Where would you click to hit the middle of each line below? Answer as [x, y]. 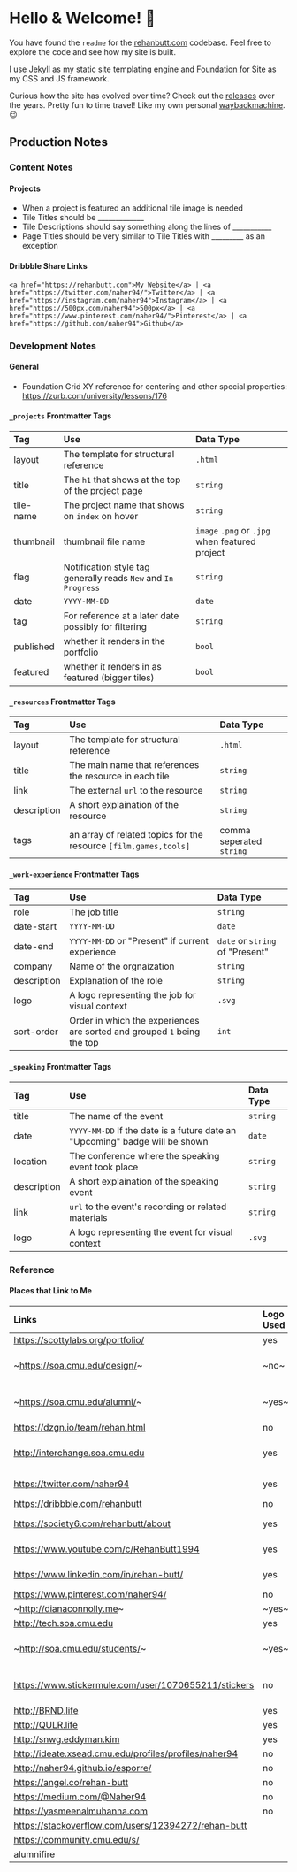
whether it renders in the [114, 641]
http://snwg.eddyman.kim [67, 1739]
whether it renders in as [112, 666]
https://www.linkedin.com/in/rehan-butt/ [99, 1574]
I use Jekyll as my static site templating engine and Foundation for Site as [143, 69]
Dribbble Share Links [49, 266]
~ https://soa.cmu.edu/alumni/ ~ [78, 1401]
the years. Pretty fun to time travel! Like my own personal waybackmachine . [147, 104]
